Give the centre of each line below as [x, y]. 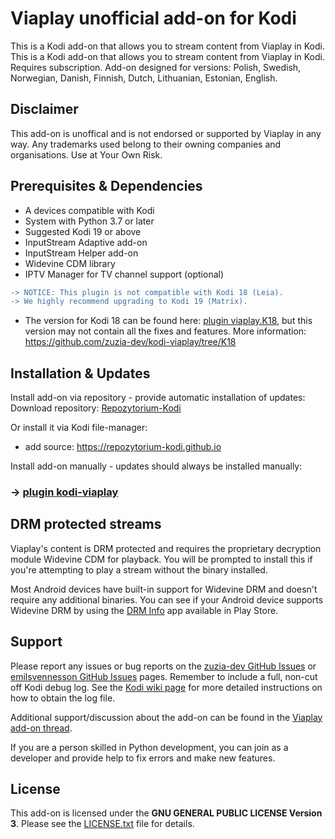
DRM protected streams [86, 524]
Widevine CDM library [70, 263]
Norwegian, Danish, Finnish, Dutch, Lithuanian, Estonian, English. [144, 78]
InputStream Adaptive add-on [86, 242]
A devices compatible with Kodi [89, 210]
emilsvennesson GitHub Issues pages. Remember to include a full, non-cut [164, 676]
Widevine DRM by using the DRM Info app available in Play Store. [144, 610]
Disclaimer [44, 109]
